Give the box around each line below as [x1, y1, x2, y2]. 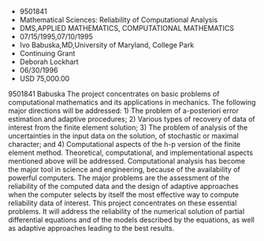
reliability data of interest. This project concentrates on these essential [8, 198, 237, 208]
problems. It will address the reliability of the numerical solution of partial [8, 207, 245, 216]
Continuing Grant [19, 49, 76, 58]
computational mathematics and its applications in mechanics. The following [8, 98, 256, 107]
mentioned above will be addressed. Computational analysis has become [8, 156, 246, 165]
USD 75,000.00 [19, 74, 70, 83]
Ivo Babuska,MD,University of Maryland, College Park [19, 40, 195, 50]
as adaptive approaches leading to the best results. [8, 224, 175, 232]
